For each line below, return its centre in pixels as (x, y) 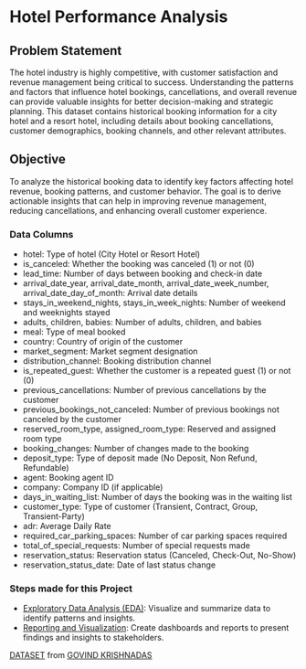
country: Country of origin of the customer (103, 342)
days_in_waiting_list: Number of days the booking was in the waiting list (157, 497)
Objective (38, 159)
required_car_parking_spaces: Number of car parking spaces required (155, 536)
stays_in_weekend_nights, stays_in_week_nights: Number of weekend (154, 303)
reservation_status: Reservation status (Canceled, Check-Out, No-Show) (159, 556)
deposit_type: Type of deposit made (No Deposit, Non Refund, (140, 458)
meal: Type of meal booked (74, 332)
